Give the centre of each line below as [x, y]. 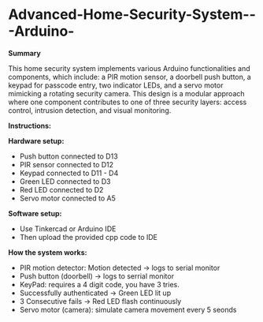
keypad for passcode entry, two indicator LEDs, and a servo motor [116, 85]
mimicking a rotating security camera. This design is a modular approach [127, 93]
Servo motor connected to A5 [68, 198]
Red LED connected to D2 [61, 189]
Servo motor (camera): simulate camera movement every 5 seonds [128, 309]
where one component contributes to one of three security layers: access [128, 102]
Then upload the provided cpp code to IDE [89, 237]
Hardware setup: [36, 140]
